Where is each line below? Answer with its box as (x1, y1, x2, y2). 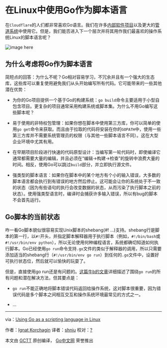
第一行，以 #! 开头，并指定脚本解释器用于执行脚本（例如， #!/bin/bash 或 (13, 233, 161, 239)
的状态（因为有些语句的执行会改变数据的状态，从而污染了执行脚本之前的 (12, 184, 161, 190)
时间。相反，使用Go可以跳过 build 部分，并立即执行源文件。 (12, 161, 134, 167)
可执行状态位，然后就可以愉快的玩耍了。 (5, 258, 88, 264)
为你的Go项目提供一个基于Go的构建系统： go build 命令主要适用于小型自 (12, 97, 160, 103)
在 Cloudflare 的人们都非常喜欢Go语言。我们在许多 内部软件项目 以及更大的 (5, 22, 156, 28)
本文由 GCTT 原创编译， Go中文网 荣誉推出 (5, 337, 93, 343)
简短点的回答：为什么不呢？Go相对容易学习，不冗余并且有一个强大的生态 (5, 74, 155, 80)
